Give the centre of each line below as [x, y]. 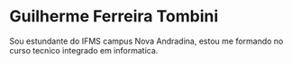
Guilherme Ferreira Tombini [114, 16]
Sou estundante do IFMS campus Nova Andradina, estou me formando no [146, 41]
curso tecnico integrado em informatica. [84, 50]
